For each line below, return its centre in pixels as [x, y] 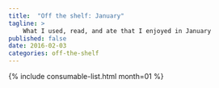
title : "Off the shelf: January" [67, 16]
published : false [38, 38]
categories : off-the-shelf [54, 53]
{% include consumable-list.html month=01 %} [86, 76]
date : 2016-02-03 [38, 46]
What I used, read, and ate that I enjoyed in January [117, 31]
